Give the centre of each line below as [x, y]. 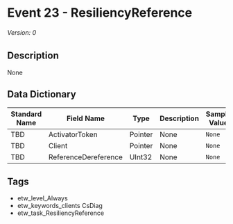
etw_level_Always [42, 198]
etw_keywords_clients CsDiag [60, 206]
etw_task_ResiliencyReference [61, 213]
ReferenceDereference [86, 157]
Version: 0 [22, 32]
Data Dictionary [42, 94]
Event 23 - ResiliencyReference [100, 13]
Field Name [86, 118]
